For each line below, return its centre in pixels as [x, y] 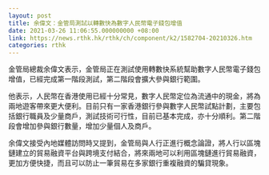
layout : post [30, 16]
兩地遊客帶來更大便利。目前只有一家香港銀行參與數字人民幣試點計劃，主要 [131, 106]
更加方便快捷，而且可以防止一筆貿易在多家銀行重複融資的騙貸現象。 [120, 163]
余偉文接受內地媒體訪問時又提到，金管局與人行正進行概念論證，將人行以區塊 [134, 143]
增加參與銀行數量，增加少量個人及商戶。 [89, 126]
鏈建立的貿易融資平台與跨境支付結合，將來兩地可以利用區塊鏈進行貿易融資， [134, 153]
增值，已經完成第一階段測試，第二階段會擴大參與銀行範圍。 [106, 79]
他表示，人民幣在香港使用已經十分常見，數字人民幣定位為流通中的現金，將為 [134, 96]
